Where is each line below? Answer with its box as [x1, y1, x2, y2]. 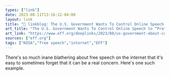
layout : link [5, 17, 33, 22]
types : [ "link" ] [5, 7, 39, 13]
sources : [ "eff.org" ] [5, 36, 51, 41]
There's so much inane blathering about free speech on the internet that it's [5, 54, 163, 60]
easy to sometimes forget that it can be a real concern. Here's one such [5, 59, 155, 66]
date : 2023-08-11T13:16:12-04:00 [5, 12, 76, 17]
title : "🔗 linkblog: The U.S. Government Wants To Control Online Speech [5, 21, 164, 27]
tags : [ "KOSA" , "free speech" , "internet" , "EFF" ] [5, 41, 108, 46]
